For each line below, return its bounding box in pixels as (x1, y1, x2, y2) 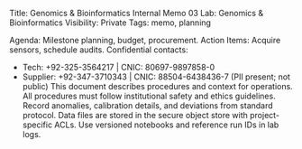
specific (22, 119, 52, 130)
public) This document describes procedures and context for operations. (22, 81, 293, 91)
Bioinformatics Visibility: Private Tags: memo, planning (9, 17, 212, 28)
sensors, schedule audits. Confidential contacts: (9, 44, 188, 55)
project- (249, 110, 280, 120)
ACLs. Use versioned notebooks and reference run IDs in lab (53, 119, 279, 130)
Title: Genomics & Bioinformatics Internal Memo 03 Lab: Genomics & (9, 8, 264, 18)
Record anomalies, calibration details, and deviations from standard (22, 100, 273, 111)
